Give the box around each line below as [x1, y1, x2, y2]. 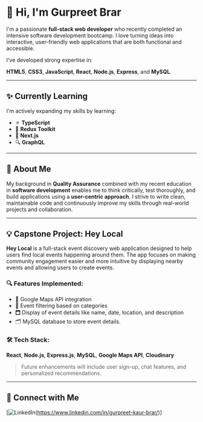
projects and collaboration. [6, 205, 73, 213]
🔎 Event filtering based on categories [14, 302, 108, 309]
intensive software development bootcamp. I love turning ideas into [6, 31, 174, 39]
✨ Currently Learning [6, 91, 88, 101]
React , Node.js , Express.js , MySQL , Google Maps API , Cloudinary [6, 351, 175, 359]
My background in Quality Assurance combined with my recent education [6, 180, 192, 187]
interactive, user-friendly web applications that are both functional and [6, 38, 182, 45]
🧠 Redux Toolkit [14, 125, 56, 132]
